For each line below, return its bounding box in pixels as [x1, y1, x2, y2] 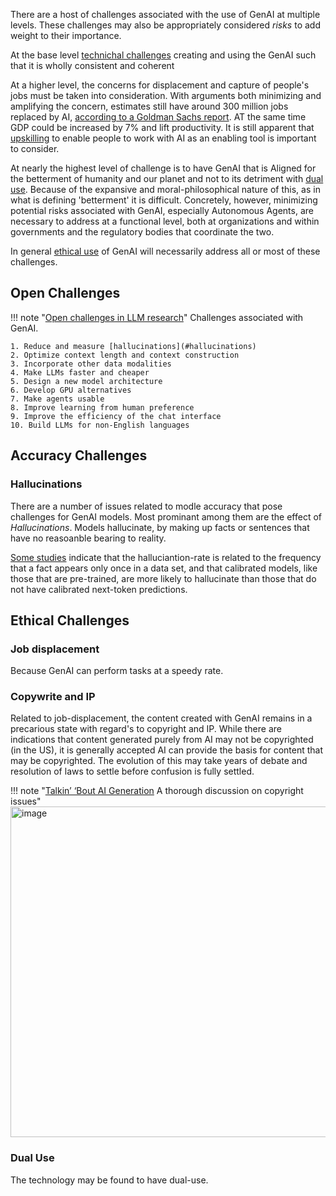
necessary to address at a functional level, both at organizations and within [10, 215, 320, 227]
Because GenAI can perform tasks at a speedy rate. [10, 665, 224, 677]
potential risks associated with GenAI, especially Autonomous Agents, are [10, 205, 314, 216]
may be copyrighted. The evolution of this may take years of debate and [10, 755, 308, 767]
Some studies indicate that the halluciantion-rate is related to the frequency [10, 551, 322, 563]
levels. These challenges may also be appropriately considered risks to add [10, 19, 321, 31]
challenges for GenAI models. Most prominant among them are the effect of [10, 510, 323, 523]
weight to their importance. [10, 30, 122, 41]
